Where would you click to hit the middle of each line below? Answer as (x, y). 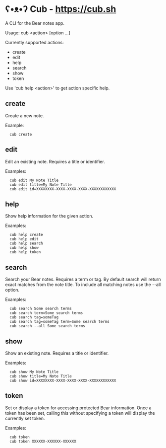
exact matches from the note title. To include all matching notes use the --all (83, 285)
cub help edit (24, 239)
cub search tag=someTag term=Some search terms (60, 322)
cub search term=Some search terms (46, 313)
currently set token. (25, 418)
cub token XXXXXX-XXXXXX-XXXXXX (43, 441)
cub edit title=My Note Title (41, 185)
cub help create (26, 235)
